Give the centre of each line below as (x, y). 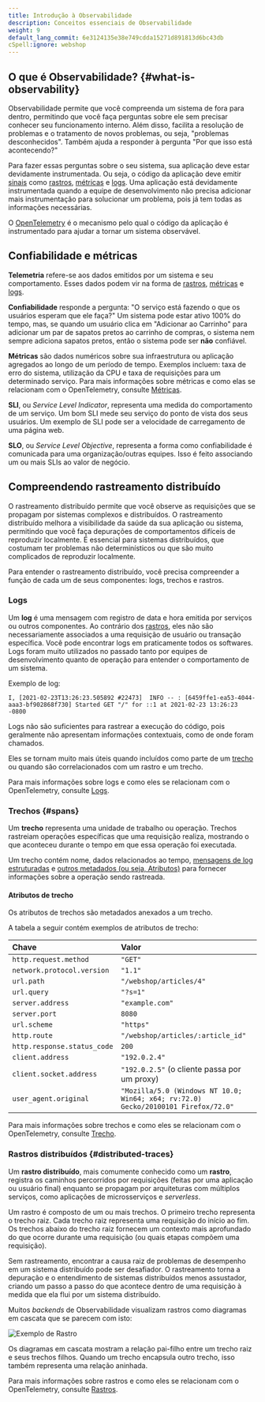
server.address (41, 1003)
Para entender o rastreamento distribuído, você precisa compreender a (124, 571)
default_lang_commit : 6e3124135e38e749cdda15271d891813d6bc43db (116, 38)
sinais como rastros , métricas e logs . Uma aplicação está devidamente (123, 182)
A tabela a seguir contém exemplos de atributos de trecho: (103, 928)
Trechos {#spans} (44, 810)
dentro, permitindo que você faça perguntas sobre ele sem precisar (118, 116)
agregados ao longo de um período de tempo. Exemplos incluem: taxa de (127, 364)
